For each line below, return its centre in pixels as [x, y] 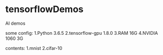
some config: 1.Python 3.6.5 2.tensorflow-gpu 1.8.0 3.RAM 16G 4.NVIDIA [81, 33]
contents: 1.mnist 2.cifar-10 [34, 48]
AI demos [15, 23]
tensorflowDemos [44, 9]
